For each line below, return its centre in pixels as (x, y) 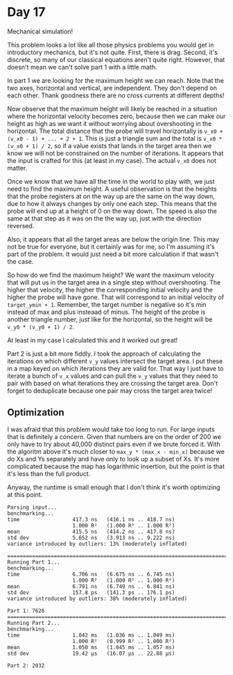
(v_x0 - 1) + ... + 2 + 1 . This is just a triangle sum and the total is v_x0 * (115, 138)
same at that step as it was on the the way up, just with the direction (104, 218)
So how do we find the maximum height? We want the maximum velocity (111, 275)
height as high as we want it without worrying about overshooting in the (110, 123)
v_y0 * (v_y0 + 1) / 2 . (41, 326)
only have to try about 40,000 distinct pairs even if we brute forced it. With (114, 444)
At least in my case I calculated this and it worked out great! (93, 340)
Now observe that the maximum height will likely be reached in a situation (112, 109)
